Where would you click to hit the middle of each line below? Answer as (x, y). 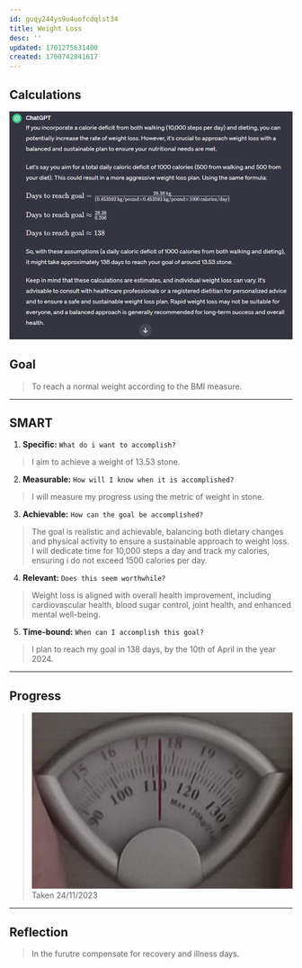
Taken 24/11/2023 (64, 895)
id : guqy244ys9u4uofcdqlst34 (64, 19)
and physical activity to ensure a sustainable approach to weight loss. (160, 541)
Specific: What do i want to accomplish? (99, 445)
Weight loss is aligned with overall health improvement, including (151, 595)
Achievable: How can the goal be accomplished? (113, 514)
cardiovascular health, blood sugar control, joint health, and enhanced (161, 605)
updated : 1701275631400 (54, 48)
